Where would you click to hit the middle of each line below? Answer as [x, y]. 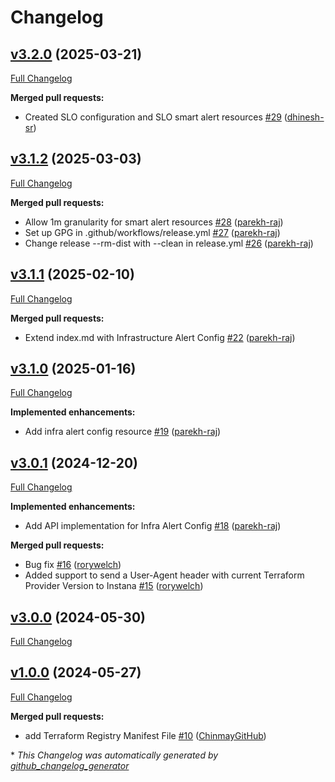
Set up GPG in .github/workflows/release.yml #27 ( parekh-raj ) [152, 232]
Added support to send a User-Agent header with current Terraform [164, 575]
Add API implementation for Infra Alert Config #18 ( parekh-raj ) [153, 526]
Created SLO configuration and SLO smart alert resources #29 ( [156, 117]
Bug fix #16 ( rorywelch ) [73, 565]
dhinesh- [305, 117]
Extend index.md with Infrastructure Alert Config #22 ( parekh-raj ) [160, 337]
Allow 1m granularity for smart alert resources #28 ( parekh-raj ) [154, 222]
